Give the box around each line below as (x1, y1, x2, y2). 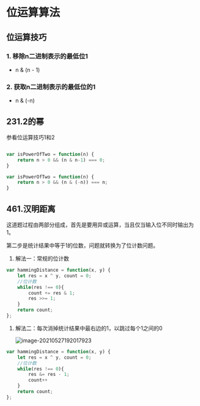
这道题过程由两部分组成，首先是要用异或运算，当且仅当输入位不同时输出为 (6, 221, 194, 229)
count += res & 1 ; (28, 289, 75, 296)
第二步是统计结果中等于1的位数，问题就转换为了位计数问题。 (6, 242, 159, 249)
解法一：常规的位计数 (15, 255, 69, 262)
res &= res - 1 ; (28, 372, 70, 378)
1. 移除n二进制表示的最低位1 (6, 52, 89, 60)
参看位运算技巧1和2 (6, 133, 55, 141)
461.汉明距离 (6, 204, 56, 214)
